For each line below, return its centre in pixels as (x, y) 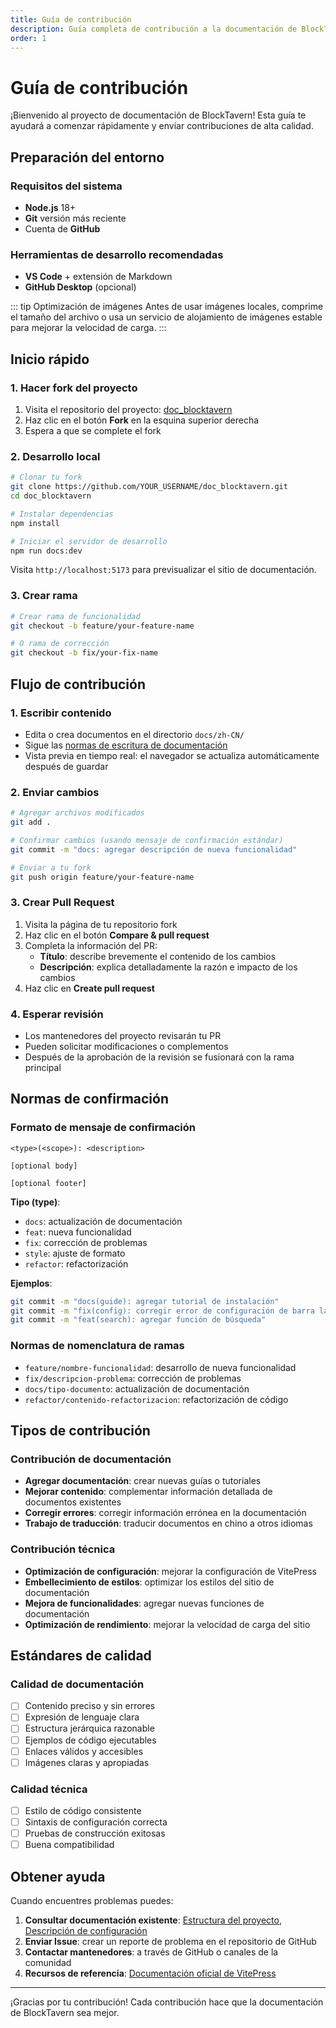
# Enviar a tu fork (51, 867)
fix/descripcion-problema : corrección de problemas (133, 1378)
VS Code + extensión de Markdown (98, 277)
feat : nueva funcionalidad (78, 1232)
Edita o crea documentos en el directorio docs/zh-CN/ (134, 734)
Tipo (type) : (35, 1202)
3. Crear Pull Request (62, 903)
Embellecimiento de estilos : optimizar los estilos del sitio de (149, 1582)
